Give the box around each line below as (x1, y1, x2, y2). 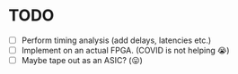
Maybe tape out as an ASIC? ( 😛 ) (21, 55, 143, 66)
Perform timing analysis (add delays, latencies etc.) (21, 35, 212, 45)
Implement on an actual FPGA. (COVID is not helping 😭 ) (21, 45, 230, 55)
